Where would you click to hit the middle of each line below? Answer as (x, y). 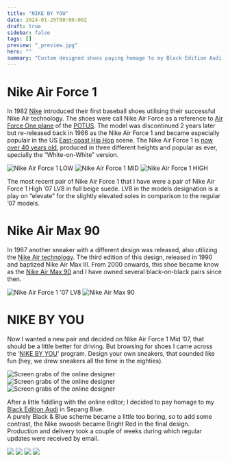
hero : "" (20, 52)
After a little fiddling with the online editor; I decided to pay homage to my (111, 402)
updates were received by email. (53, 438)
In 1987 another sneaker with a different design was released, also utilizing (112, 250)
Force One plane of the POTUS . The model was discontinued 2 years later (111, 125)
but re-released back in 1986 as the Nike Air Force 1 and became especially (114, 133)
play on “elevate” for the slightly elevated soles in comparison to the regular (114, 195)
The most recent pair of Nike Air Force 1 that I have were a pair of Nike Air (111, 181)
